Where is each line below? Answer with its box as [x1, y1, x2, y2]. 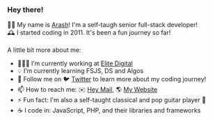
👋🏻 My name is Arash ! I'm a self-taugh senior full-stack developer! [7, 21, 198, 29]
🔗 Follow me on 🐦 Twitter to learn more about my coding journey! [17, 75, 207, 83]
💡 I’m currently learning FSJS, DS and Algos [17, 67, 144, 75]
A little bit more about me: [7, 46, 81, 54]
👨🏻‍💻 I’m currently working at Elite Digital [17, 59, 134, 67]
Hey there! [7, 5, 44, 15]
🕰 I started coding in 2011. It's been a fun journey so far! [7, 29, 171, 37]
